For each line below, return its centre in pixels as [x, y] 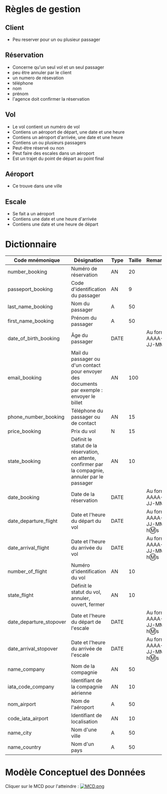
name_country [24, 747]
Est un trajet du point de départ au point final [58, 159]
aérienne [82, 693]
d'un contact [86, 365]
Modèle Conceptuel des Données [75, 772]
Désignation [88, 260]
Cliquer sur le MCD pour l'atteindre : [42, 787]
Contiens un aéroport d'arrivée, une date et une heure [68, 137]
